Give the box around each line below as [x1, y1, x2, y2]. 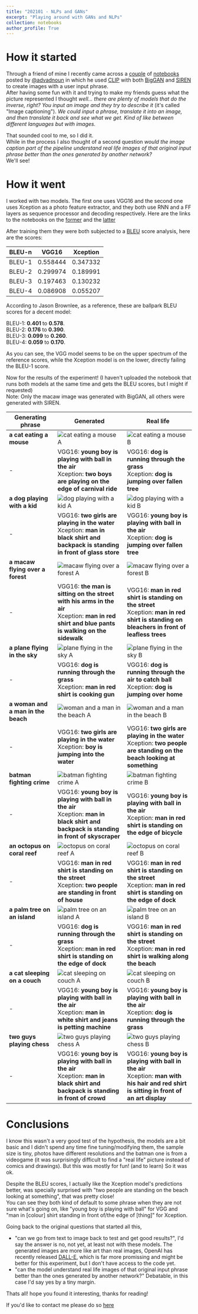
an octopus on [9, 842, 51, 850]
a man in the [9, 708, 45, 716]
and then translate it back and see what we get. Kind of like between [6, 114, 174, 121]
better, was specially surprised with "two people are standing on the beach [6, 1187, 189, 1194]
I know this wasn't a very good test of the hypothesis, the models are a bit [6, 1137, 186, 1145]
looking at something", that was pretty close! [6, 1193, 115, 1200]
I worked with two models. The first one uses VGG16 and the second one [6, 198, 183, 205]
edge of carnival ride [57, 485, 118, 493]
